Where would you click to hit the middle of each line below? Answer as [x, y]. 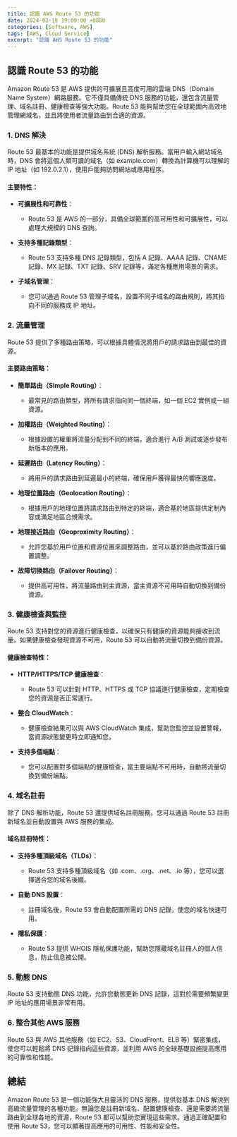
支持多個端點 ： [39, 752]
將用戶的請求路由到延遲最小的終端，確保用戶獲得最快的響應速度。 [124, 478]
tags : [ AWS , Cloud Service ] [49, 34]
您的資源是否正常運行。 [62, 698]
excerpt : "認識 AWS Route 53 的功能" [60, 40]
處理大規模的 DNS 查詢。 [64, 228]
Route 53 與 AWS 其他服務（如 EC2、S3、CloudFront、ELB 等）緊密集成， [116, 1039]
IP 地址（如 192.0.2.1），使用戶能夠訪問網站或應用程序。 [87, 169]
